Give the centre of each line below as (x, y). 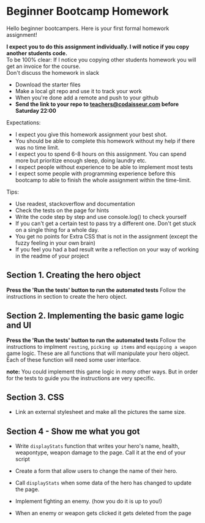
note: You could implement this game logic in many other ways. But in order (102, 372)
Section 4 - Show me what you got (73, 431)
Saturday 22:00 (35, 110)
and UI (19, 325)
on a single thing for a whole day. (57, 230)
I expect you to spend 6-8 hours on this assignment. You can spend (101, 154)
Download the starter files (48, 85)
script (23, 459)
